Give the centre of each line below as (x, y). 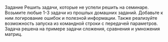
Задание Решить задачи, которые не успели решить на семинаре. (77, 7)
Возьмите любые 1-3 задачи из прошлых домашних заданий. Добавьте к (84, 13)
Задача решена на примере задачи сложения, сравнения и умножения (82, 29)
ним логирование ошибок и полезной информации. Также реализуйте (81, 18)
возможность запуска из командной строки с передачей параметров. (81, 23)
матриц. (13, 34)
